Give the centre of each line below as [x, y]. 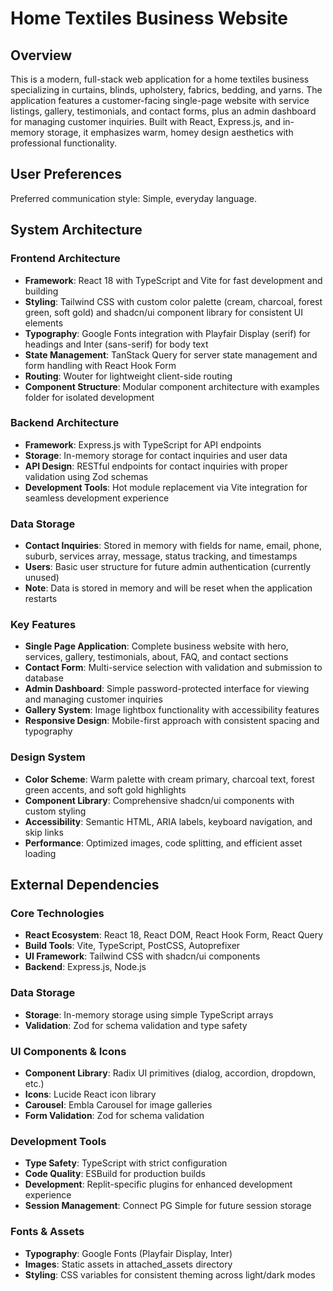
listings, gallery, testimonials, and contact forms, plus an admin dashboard [163, 111]
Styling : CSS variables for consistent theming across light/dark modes [170, 1274]
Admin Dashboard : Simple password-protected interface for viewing [167, 689]
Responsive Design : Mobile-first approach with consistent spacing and [172, 721]
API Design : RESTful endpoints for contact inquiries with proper [156, 466]
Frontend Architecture [65, 259]
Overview [41, 55]
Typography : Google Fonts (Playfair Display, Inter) [128, 1253]
